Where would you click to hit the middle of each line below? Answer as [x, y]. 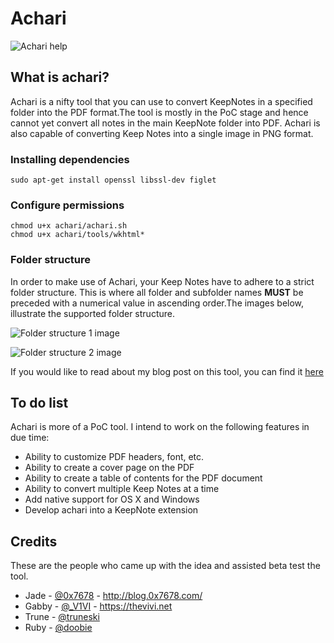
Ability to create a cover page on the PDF [109, 468]
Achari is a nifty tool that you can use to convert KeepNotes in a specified [161, 101]
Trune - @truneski [62, 617]
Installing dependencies [70, 159]
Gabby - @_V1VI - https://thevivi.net [98, 606]
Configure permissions [67, 205]
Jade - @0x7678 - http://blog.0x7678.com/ [113, 596]
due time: [30, 438]
